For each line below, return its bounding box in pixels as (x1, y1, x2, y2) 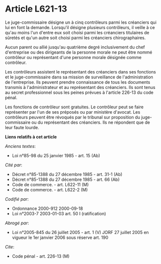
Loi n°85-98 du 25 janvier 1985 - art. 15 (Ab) (12, 152, 101, 158)
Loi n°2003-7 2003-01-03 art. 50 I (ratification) (12, 210, 106, 216)
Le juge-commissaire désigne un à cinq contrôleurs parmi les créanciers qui (5, 19, 157, 25)
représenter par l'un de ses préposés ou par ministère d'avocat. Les (5, 109, 140, 115)
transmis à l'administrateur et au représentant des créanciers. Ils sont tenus (5, 84, 156, 90)
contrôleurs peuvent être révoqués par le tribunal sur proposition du (5, 114, 140, 120)
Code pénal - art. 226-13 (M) (12, 253, 70, 259)
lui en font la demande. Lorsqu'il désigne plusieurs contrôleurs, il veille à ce (5, 24, 155, 30)
